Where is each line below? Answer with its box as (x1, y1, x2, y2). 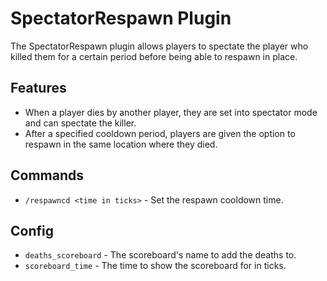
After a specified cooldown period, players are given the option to (24, 127, 296, 139)
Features (10, 80, 67, 97)
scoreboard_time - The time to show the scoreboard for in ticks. (24, 260, 287, 272)
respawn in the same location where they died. (24, 138, 218, 150)
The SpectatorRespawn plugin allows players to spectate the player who (10, 40, 309, 52)
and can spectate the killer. (24, 117, 137, 129)
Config (10, 222, 54, 239)
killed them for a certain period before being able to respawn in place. (10, 50, 298, 62)
